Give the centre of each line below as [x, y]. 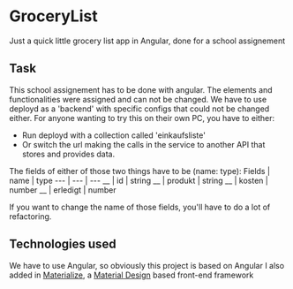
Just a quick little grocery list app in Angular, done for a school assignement [147, 41]
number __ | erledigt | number [63, 190]
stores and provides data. [68, 154]
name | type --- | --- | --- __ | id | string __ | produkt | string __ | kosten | [139, 180]
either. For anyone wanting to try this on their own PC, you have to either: [142, 118]
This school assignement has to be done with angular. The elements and [141, 89]
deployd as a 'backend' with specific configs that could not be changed [139, 109]
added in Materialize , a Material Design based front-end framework [131, 275]
